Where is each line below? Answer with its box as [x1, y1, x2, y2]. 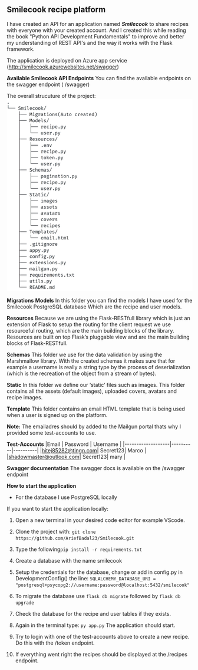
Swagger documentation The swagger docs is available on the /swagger [6, 465, 185, 472]
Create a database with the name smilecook [15, 557, 123, 564]
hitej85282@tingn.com [41, 447, 97, 454]
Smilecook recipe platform [6, 5, 106, 15]
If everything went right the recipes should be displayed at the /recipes [15, 651, 188, 658]
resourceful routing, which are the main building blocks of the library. [6, 327, 174, 334]
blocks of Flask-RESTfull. [6, 340, 68, 347]
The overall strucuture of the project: [6, 92, 96, 99]
